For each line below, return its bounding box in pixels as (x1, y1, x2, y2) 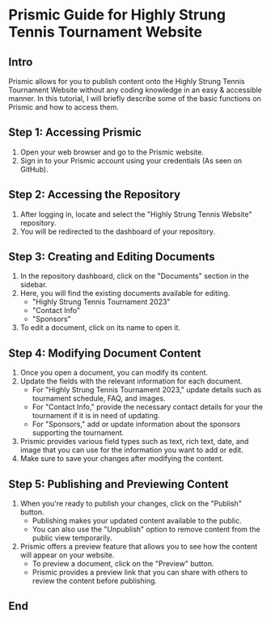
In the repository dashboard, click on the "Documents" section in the (19, 271, 249, 281)
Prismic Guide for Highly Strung (8, 6, 227, 24)
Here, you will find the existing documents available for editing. (19, 289, 231, 298)
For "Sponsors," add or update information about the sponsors (32, 419, 241, 430)
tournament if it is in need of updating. (32, 411, 160, 421)
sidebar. (19, 280, 48, 290)
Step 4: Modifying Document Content (8, 346, 201, 360)
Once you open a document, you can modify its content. (19, 368, 209, 378)
